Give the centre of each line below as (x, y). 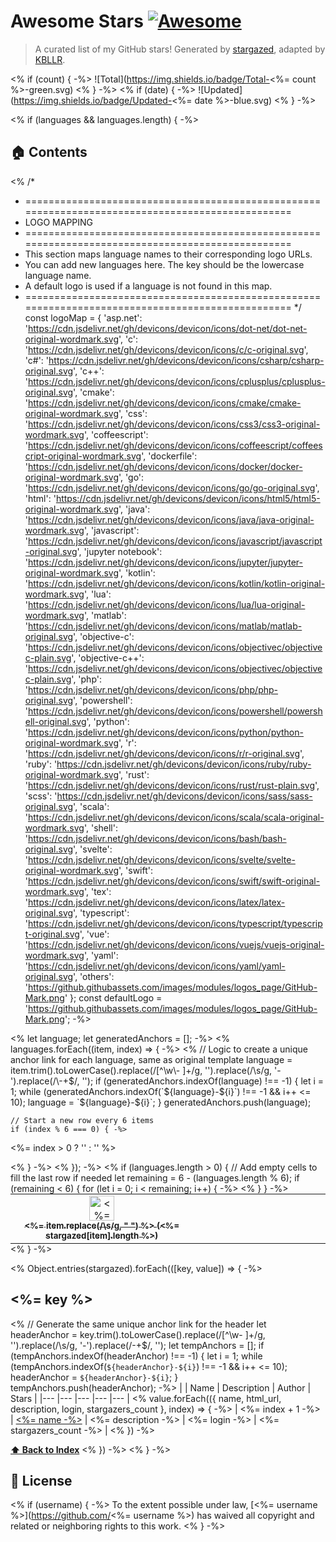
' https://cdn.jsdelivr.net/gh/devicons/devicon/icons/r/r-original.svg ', (164, 753)
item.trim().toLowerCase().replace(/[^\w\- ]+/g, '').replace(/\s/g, (141, 1070)
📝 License (41, 1480)
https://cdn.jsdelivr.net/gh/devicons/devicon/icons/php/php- (153, 689)
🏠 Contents (49, 152)
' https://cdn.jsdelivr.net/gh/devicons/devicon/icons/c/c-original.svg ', (166, 349)
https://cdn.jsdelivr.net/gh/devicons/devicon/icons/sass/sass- (184, 796)
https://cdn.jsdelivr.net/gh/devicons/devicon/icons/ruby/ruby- (184, 764)
